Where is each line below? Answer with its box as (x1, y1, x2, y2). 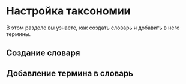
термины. (6, 30, 31, 37)
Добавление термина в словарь (6, 68, 134, 79)
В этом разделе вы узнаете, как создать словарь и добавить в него (6, 24, 180, 31)
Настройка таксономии (6, 4, 131, 18)
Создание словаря (6, 48, 80, 58)
